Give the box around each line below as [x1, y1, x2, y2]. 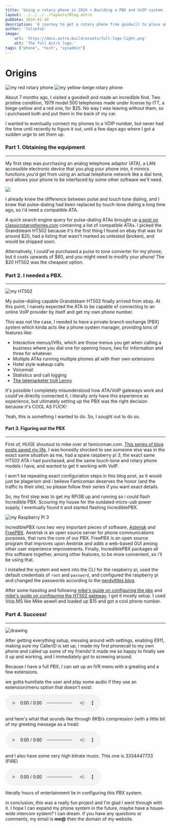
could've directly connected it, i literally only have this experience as [5, 393, 149, 399]
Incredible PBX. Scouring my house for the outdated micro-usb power [5, 499, 152, 505]
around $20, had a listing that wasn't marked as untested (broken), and [5, 233, 154, 239]
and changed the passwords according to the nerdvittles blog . [5, 578, 136, 584]
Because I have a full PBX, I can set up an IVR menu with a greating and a [5, 663, 159, 669]
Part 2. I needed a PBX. [5, 271, 63, 279]
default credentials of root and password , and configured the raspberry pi [5, 572, 159, 578]
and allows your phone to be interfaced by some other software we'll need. [5, 177, 163, 183]
